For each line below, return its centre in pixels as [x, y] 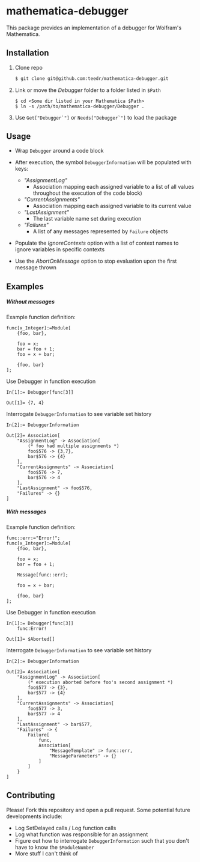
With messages [26, 512]
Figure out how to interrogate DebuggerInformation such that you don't [102, 840]
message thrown [36, 267]
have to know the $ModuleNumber [54, 847]
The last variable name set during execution [87, 219]
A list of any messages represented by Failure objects [100, 231]
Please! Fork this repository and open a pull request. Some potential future [98, 810]
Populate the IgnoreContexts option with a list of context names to [97, 243]
